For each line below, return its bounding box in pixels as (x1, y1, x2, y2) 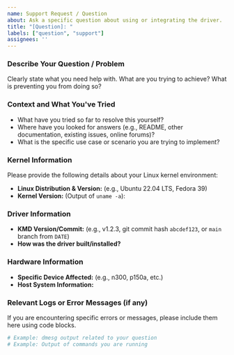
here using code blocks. (7, 321, 77, 329)
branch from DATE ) (17, 232, 70, 241)
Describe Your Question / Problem (7, 59, 125, 69)
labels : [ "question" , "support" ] (7, 29, 104, 37)
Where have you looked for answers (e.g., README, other (17, 123, 183, 131)
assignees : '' (7, 36, 49, 43)
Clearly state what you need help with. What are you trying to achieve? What (7, 74, 227, 84)
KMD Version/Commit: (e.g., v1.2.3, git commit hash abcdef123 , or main (17, 225, 221, 233)
